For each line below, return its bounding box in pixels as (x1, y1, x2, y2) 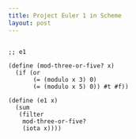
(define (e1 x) (8, 96, 59, 104)
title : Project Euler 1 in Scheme (8, 11, 123, 20)
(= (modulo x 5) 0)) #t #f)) (32, 83, 129, 91)
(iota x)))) (22, 124, 62, 132)
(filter (18, 110, 44, 118)
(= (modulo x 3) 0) (32, 75, 97, 83)
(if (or (15, 68, 41, 76)
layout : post (8, 19, 51, 27)
